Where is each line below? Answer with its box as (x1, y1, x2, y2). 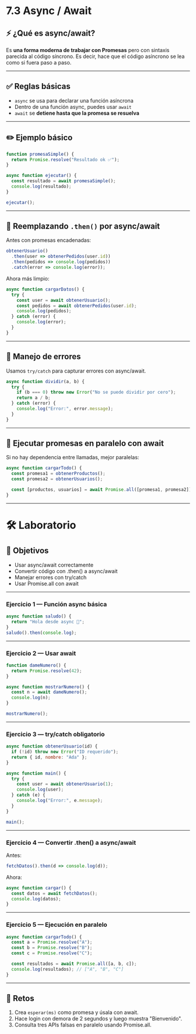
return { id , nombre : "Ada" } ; (11, 754, 87, 760)
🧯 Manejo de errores (6, 352, 81, 361)
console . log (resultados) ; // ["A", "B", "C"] (11, 966, 124, 972)
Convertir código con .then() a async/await (14, 567, 118, 575)
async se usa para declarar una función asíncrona (14, 97, 134, 104)
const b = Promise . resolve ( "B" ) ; (11, 945, 93, 951)
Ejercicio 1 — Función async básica (6, 600, 107, 608)
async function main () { (6, 770, 66, 776)
